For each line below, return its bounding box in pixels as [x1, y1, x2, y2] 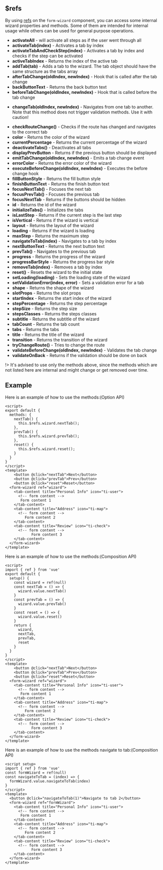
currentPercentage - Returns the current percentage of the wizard [12, 139, 147, 145]
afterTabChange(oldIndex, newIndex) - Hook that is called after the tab [12, 73, 157, 79]
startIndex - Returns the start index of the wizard [12, 295, 112, 301]
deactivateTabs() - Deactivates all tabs [12, 144, 91, 150]
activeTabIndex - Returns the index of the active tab [12, 58, 118, 64]
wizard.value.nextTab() [18, 588, 67, 594]
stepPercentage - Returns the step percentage [12, 300, 107, 306]
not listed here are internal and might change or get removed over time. [5, 367, 149, 373]
